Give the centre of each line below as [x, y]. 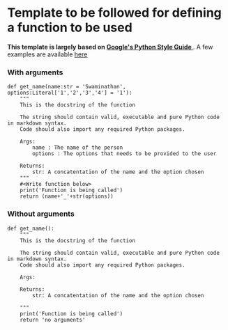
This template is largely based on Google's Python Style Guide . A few [110, 47]
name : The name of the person [78, 148]
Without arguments [41, 214]
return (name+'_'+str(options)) [67, 196]
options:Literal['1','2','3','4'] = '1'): [70, 93]
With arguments [35, 72]
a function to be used [70, 28]
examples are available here [47, 54]
